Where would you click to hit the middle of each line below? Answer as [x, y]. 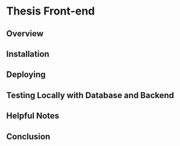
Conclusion [28, 137]
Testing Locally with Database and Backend [90, 95]
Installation [28, 54]
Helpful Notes [33, 116]
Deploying [26, 75]
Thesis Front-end [51, 11]
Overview [25, 34]
